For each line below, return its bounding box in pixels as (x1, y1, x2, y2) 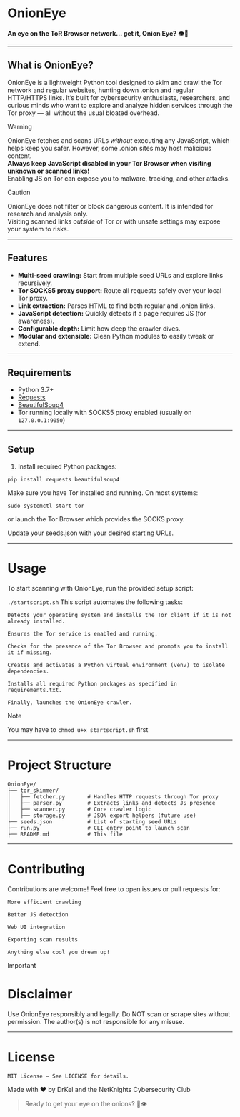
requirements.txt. (7, 687, 62, 694)
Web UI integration (7, 923, 66, 931)
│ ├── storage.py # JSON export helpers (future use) (7, 812, 196, 819)
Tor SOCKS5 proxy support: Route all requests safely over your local (17, 286, 222, 294)
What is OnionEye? (7, 59, 94, 71)
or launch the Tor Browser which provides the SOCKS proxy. (7, 515, 185, 524)
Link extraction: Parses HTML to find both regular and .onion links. (17, 301, 216, 310)
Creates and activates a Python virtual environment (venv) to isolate (7, 662, 225, 669)
